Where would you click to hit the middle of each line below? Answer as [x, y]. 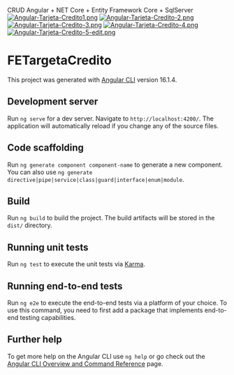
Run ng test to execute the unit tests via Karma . [76, 264]
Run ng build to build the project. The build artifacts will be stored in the [111, 218]
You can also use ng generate [50, 172]
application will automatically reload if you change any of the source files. [113, 125]
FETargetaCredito [59, 60]
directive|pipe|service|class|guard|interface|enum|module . [96, 179]
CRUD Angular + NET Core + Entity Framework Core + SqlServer [100, 10]
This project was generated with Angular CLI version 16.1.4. [92, 79]
